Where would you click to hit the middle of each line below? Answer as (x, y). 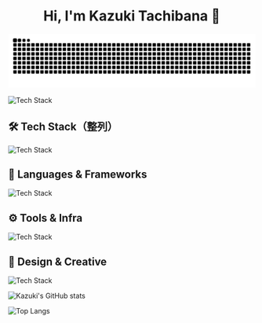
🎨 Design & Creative (58, 261)
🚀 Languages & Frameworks (78, 174)
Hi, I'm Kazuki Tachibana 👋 (132, 16)
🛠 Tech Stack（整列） (63, 127)
